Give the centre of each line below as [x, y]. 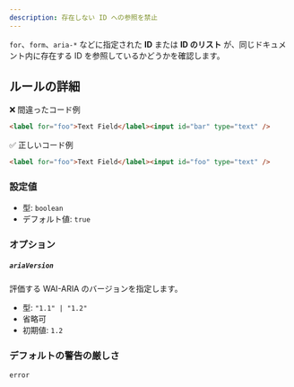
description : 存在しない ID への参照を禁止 [84, 18]
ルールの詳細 [45, 87]
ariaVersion [31, 266]
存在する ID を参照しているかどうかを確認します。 [132, 56]
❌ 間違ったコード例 [45, 110]
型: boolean [43, 208]
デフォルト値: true [56, 219]
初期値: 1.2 [43, 330]
